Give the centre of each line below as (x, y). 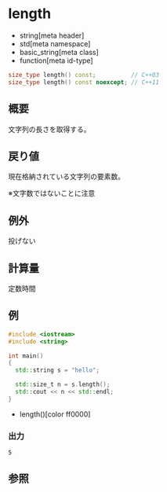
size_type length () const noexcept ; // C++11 (83, 82)
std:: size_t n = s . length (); (63, 385)
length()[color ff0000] (55, 414)
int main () (26, 356)
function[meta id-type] (56, 61)
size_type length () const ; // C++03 (83, 75)
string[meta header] (52, 35)
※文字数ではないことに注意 (52, 193)
